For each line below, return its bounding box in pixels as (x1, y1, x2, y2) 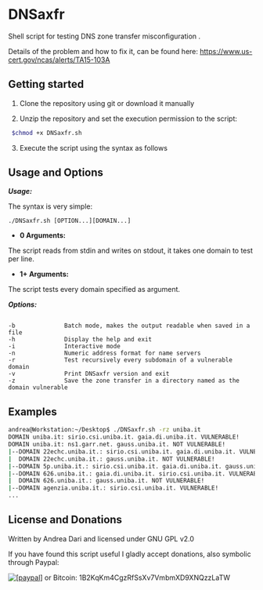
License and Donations (8, 513, 123, 526)
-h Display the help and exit (8, 336, 153, 344)
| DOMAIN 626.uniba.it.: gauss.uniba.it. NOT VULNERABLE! (8, 477, 205, 485)
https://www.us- (199, 46, 253, 56)
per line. (8, 254, 35, 264)
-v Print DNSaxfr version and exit (8, 370, 170, 378)
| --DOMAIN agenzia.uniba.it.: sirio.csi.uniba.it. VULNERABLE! (8, 484, 219, 492)
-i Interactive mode (8, 343, 121, 351)
